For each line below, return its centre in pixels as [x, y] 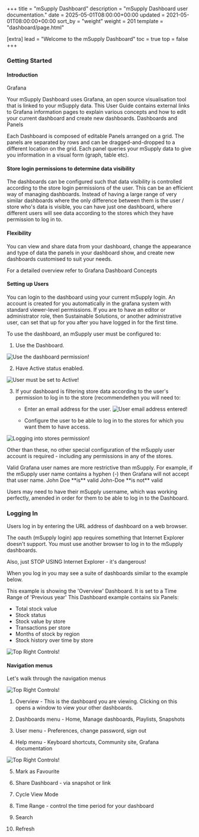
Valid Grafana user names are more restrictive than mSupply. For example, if [100, 467]
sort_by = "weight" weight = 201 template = [110, 21]
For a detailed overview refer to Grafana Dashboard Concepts [82, 270]
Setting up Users [28, 284]
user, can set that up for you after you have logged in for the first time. [92, 322]
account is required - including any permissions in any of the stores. [90, 456]
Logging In [22, 513]
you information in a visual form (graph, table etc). [68, 155]
